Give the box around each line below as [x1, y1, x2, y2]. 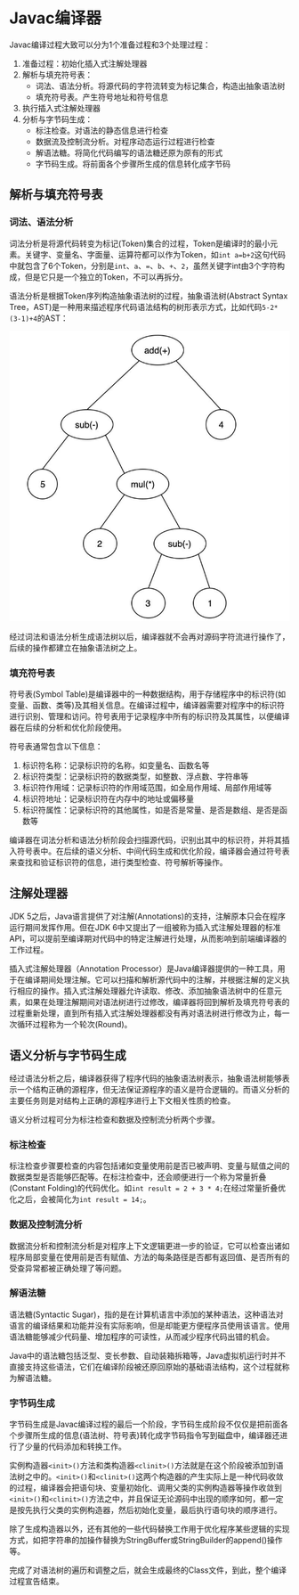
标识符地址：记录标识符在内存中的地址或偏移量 [21, 794, 194, 805]
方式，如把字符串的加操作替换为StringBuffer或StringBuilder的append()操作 [9, 1534, 283, 1546]
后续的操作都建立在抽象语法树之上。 [9, 642, 142, 653]
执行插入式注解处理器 [21, 102, 101, 113]
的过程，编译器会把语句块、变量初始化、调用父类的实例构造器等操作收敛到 [9, 1483, 282, 1493]
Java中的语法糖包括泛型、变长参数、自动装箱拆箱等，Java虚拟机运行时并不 [9, 1350, 287, 1361]
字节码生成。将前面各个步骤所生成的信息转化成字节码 [35, 158, 231, 169]
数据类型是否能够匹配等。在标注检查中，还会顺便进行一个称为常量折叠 [9, 1172, 267, 1182]
